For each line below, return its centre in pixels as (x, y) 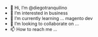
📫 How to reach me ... (34, 29)
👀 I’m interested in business (39, 13)
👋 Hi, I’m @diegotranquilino (39, 8)
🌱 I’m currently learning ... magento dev (51, 18)
